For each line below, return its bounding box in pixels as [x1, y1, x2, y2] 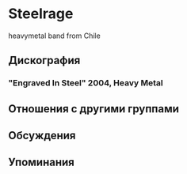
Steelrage [8, 5, 74, 23]
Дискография [8, 54, 81, 67]
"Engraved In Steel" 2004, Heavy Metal [8, 78, 164, 89]
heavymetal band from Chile [8, 31, 101, 40]
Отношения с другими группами [8, 102, 180, 115]
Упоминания [8, 156, 75, 169]
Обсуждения [8, 129, 76, 142]
